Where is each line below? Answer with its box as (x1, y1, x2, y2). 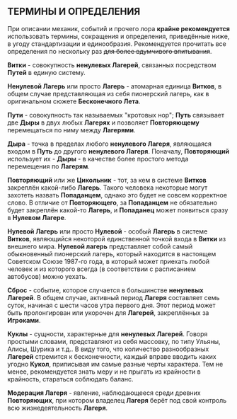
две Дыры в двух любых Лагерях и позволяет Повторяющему (7, 118, 200, 127)
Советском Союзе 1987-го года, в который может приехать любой (7, 257, 210, 265)
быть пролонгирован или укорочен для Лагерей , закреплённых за (7, 308, 209, 317)
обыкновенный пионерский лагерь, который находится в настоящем (7, 249, 216, 258)
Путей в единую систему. (7, 68, 86, 76)
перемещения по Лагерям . (7, 162, 90, 171)
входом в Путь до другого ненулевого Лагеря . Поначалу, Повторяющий (7, 147, 230, 155)
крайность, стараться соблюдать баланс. (7, 374, 134, 383)
